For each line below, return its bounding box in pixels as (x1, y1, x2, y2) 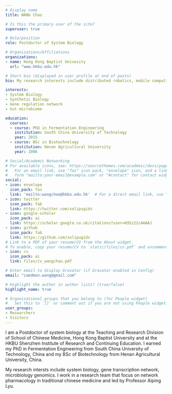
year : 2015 (14, 135, 38, 140)
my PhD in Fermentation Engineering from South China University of (5, 345, 149, 352)
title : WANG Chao (5, 12, 42, 17)
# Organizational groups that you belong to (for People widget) (5, 296, 147, 301)
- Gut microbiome (5, 106, 42, 111)
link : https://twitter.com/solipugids (10, 206, 93, 211)
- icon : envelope (5, 182, 42, 187)
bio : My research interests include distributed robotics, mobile (5, 78, 150, 83)
